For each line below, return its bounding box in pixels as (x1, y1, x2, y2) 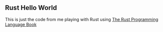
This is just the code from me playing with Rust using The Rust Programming (5, 16, 159, 22)
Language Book (5, 21, 37, 27)
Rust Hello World (5, 4, 57, 12)
